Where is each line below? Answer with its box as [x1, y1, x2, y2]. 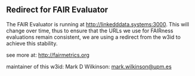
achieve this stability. [6, 39, 58, 47]
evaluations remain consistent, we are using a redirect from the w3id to [6, 33, 181, 41]
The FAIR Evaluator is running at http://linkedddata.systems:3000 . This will [6, 20, 190, 28]
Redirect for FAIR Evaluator [6, 5, 109, 15]
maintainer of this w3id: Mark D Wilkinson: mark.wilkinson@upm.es [6, 63, 172, 70]
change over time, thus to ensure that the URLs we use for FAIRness [6, 27, 174, 34]
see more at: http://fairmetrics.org [6, 51, 89, 59]
